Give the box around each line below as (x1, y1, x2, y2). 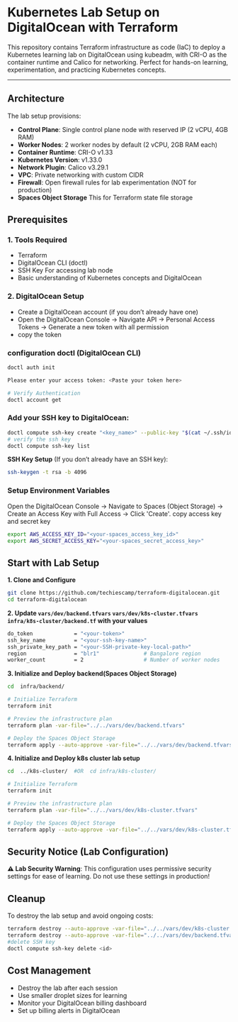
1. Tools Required (7, 235, 67, 245)
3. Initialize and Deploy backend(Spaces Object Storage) (7, 669, 177, 678)
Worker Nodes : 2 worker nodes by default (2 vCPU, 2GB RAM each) (17, 140, 218, 149)
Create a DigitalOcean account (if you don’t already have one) (17, 307, 198, 316)
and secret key (7, 517, 51, 525)
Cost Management (7, 965, 91, 977)
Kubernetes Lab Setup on (7, 4, 160, 21)
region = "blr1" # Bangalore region (7, 650, 201, 657)
